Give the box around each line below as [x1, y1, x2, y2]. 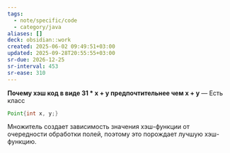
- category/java [13, 23, 62, 30]
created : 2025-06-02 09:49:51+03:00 [7, 43, 115, 50]
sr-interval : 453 [7, 63, 59, 70]
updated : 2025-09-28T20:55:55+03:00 [7, 50, 115, 57]
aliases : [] [7, 30, 42, 37]
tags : [7, 10, 23, 18]
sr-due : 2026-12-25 [7, 56, 65, 63]
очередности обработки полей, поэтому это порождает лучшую [7, 130, 203, 138]
